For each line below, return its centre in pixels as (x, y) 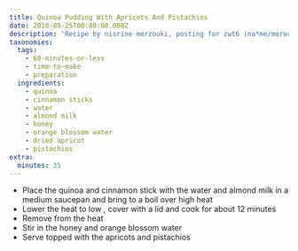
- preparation (51, 75)
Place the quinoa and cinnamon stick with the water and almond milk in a (155, 190)
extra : (21, 157)
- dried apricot (55, 141)
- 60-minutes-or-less (65, 58)
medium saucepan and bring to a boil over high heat (117, 200)
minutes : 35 (39, 165)
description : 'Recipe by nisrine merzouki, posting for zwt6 (125, 34)
